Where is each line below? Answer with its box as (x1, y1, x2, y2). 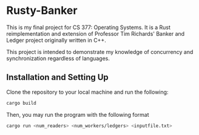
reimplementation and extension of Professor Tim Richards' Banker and (6, 30, 185, 37)
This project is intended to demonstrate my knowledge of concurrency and (6, 48, 194, 55)
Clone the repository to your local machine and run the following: (6, 88, 169, 96)
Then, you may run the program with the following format (6, 111, 149, 118)
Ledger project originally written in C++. (6, 36, 106, 44)
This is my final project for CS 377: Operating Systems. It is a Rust (6, 24, 171, 31)
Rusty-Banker (6, 4, 78, 18)
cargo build (6, 100, 36, 106)
